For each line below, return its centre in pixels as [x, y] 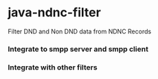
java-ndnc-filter [55, 13]
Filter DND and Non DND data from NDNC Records [80, 31]
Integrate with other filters [53, 67]
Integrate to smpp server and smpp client [78, 49]
